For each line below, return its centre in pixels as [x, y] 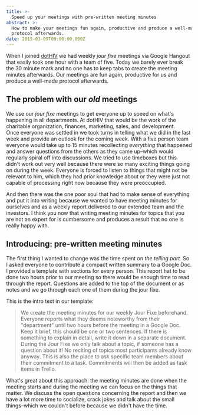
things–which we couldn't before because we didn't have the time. [87, 406]
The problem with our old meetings [72, 99]
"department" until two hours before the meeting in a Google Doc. [100, 325]
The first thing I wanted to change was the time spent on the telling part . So [98, 258]
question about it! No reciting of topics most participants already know [106, 350]
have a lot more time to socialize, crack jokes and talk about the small [90, 399]
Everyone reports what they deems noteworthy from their [90, 319]
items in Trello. [38, 369]
